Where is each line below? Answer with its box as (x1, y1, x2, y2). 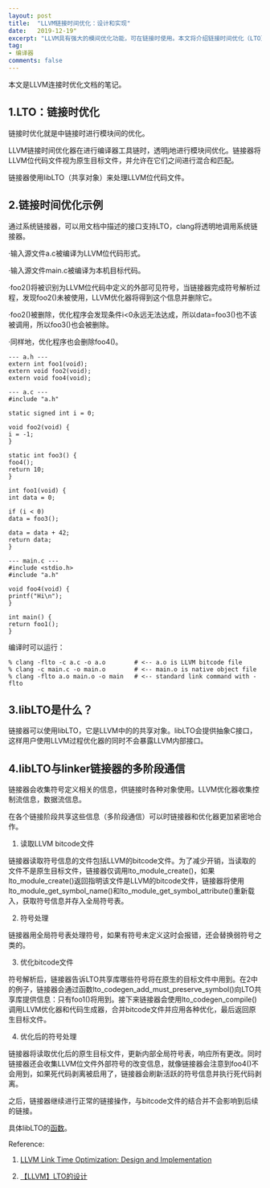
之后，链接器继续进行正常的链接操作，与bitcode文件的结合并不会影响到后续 (8, 1096, 259, 1106)
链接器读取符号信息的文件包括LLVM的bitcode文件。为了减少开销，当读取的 (8, 856, 256, 866)
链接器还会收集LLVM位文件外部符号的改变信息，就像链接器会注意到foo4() (8, 1059, 252, 1069)
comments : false (8, 57, 63, 65)
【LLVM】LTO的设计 (19, 1171, 88, 1182)
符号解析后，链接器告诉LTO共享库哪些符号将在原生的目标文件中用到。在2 (8, 974, 252, 985)
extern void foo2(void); (8, 367, 92, 375)
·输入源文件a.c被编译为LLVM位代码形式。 (8, 248, 145, 258)
